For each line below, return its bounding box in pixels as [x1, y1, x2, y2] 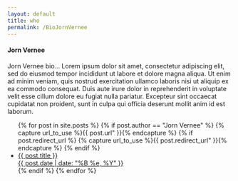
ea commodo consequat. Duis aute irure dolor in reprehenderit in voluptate [7, 84, 227, 93]
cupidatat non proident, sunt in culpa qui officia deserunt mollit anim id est [7, 99, 226, 108]
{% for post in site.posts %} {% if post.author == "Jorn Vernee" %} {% [17, 120, 224, 129]
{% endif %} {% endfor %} [17, 166, 97, 175]
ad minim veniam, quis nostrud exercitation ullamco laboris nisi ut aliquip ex [7, 76, 229, 86]
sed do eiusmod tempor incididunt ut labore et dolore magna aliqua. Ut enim [7, 69, 231, 78]
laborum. [7, 107, 34, 115]
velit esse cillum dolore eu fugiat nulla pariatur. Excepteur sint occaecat [7, 92, 217, 100]
